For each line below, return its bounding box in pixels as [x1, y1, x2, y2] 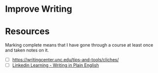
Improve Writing [5, 3, 73, 15]
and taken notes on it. [5, 48, 49, 53]
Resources [5, 26, 50, 37]
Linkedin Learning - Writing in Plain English [12, 62, 99, 68]
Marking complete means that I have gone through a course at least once [5, 42, 154, 48]
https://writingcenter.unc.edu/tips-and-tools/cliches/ [12, 57, 119, 63]
